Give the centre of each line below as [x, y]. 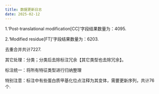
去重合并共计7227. [23, 49]
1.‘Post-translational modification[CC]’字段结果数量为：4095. [66, 28]
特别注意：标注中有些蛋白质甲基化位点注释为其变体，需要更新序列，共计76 [80, 80]
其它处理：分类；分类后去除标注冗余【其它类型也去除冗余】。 [65, 59]
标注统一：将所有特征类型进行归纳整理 [43, 70]
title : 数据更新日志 [24, 9]
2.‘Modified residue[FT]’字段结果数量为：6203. [52, 39]
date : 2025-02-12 [23, 14]
